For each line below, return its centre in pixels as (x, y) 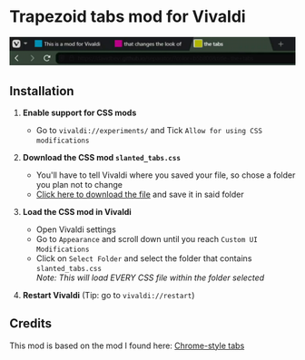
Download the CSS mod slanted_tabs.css (102, 157)
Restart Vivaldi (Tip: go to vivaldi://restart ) (108, 295)
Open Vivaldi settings (76, 229)
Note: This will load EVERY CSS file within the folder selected (150, 277)
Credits (31, 324)
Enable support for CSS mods (79, 112)
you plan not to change (79, 184)
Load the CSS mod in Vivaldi (77, 211)
